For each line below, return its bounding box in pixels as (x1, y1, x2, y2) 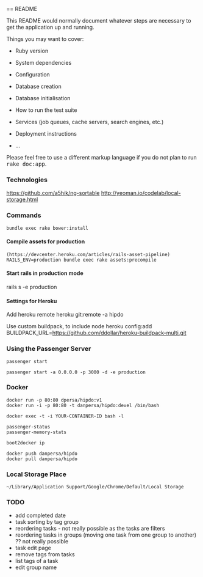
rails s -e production (6, 284, 57, 290)
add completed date (15, 512, 66, 519)
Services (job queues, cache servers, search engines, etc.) (15, 119, 164, 125)
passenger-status (6, 424, 51, 430)
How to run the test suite (15, 106, 77, 114)
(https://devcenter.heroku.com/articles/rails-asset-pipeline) (6, 251, 171, 257)
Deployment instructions (15, 130, 77, 137)
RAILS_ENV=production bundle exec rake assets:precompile (6, 257, 157, 263)
